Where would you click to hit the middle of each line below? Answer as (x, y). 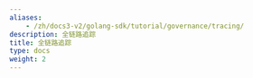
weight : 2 (28, 59)
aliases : (26, 17)
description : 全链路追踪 (53, 34)
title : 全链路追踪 (41, 43)
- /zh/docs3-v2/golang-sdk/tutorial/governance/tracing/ (135, 26)
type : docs (30, 51)
